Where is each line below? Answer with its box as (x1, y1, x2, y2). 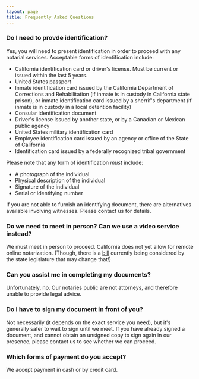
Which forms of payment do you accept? (6, 352, 127, 361)
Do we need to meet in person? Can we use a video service (6, 222, 179, 230)
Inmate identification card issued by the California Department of (14, 84, 174, 91)
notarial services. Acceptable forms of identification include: (6, 54, 154, 61)
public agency (14, 122, 50, 129)
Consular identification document (14, 109, 97, 117)
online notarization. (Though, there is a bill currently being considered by (6, 249, 185, 256)
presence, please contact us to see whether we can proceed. (6, 337, 156, 345)
